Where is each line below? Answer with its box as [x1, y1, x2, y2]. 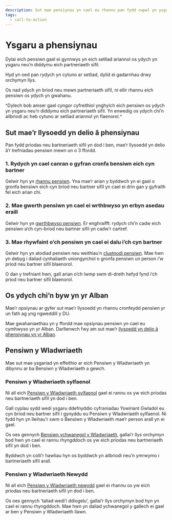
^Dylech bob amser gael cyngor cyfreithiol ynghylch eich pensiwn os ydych [5, 102, 165, 108]
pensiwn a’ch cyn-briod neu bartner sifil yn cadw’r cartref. [5, 226, 128, 232]
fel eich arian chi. [5, 189, 42, 195]
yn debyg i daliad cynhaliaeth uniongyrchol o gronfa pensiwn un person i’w [5, 255, 164, 262]
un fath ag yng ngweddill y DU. [5, 310, 71, 317]
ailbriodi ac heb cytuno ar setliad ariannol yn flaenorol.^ [5, 114, 122, 120]
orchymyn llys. [5, 77, 36, 83]
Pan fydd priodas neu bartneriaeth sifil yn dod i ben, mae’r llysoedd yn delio [5, 142, 165, 148]
